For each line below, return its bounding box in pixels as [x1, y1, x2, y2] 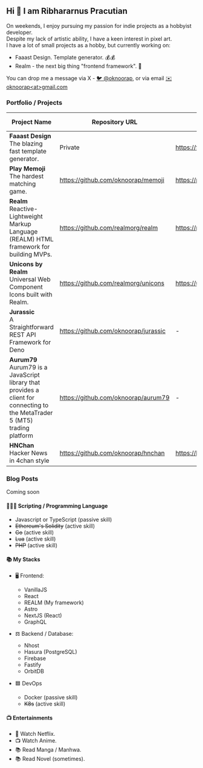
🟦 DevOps [14, 679, 42, 687]
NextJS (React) [24, 611, 62, 619]
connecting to [9, 401, 49, 409]
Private [59, 143, 80, 152]
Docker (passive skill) [24, 693, 78, 701]
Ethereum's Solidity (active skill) [14, 522, 95, 530]
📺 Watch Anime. [14, 737, 57, 744]
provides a [9, 386, 39, 394]
